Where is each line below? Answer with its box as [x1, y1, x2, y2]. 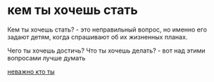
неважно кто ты [7, 67, 55, 76]
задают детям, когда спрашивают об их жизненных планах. [7, 32, 188, 41]
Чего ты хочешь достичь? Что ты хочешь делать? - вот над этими [7, 46, 206, 55]
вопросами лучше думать [7, 53, 86, 62]
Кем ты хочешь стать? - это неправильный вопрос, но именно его [7, 25, 208, 34]
